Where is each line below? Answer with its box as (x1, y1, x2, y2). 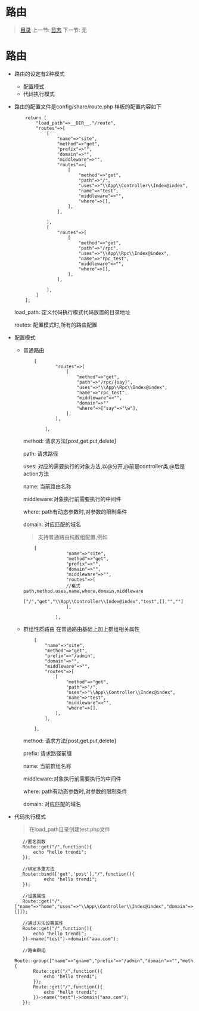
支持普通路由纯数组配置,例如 (38, 533, 108, 540)
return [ (25, 114, 47, 121)
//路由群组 (22, 947, 46, 953)
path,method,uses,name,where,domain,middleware (23, 588, 144, 594)
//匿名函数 (22, 838, 46, 845)
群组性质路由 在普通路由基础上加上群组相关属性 (23, 625, 140, 632)
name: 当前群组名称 (23, 762, 72, 769)
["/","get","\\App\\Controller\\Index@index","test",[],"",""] (23, 598, 184, 605)
